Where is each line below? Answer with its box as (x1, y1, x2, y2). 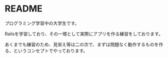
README (5, 3, 43, 14)
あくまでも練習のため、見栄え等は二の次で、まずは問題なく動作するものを (5, 41, 159, 47)
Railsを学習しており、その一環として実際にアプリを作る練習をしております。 (5, 30, 163, 36)
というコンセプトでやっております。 (13, 47, 88, 53)
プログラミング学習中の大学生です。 (5, 20, 79, 26)
